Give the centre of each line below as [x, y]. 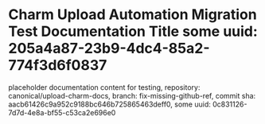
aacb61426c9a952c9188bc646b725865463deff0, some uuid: [109, 104]
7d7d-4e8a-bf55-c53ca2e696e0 [62, 112]
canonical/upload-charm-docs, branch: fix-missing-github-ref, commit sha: [132, 95]
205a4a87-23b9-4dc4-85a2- [109, 48]
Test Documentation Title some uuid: [133, 31]
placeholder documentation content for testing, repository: [104, 87]
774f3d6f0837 [58, 66]
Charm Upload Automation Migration [132, 15]
